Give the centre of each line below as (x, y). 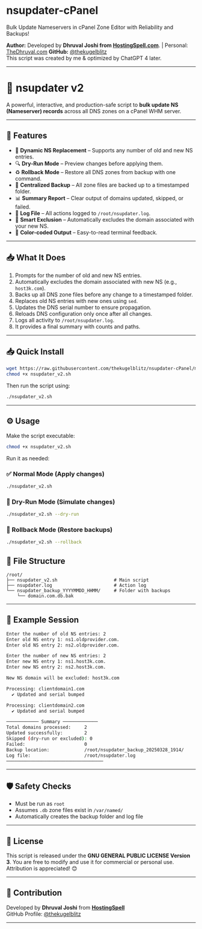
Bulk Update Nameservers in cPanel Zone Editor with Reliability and (90, 27)
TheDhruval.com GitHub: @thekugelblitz (57, 51)
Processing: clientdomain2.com (45, 705)
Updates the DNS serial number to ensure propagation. (83, 307)
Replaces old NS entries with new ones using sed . (76, 301)
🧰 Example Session (43, 620)
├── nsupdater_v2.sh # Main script (78, 580)
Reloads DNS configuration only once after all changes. (84, 313)
